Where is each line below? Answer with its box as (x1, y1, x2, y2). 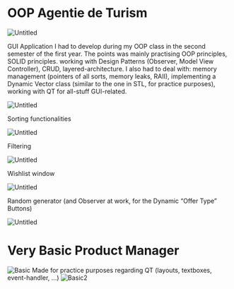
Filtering (7, 141, 32, 150)
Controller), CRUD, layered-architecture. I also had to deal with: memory (7, 64, 217, 73)
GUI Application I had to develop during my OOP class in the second (7, 42, 206, 50)
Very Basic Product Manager (7, 242, 180, 259)
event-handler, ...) (7, 273, 59, 282)
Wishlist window (7, 169, 55, 177)
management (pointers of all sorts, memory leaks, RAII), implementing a (7, 72, 216, 81)
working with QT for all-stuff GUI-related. (7, 87, 127, 95)
